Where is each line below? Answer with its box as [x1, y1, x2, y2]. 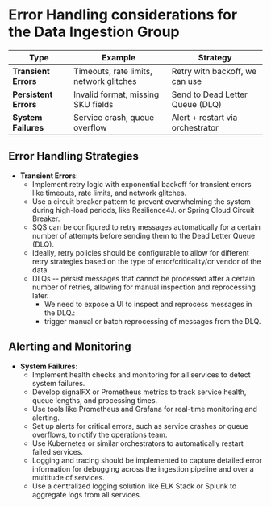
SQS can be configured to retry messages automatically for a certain [31, 222, 261, 231]
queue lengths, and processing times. [31, 395, 158, 405]
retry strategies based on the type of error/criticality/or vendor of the [31, 256, 261, 266]
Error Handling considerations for [8, 6, 238, 24]
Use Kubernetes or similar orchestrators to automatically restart [31, 438, 244, 448]
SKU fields [73, 98, 114, 110]
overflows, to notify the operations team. [31, 430, 168, 439]
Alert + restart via [171, 111, 238, 123]
